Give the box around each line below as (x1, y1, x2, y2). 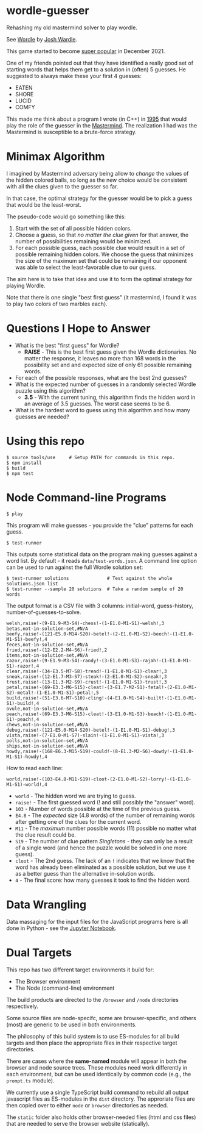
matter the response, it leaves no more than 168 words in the (24, 354, 176, 362)
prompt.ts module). (6, 1077, 55, 1084)
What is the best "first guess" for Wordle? (15, 341, 120, 349)
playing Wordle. (6, 282, 46, 289)
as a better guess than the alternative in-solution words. (15, 870, 156, 877)
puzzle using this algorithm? (15, 387, 86, 394)
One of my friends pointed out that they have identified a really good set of (6, 59, 193, 66)
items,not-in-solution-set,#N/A (6, 652, 88, 659)
